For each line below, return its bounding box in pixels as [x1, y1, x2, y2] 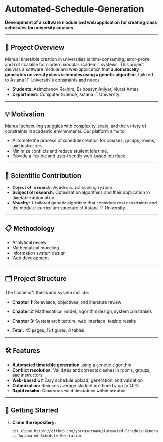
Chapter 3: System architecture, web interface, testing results [12, 318, 136, 323]
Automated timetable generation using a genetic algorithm [12, 362, 131, 368]
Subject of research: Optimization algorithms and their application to [12, 189, 150, 195]
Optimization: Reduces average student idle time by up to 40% [12, 382, 139, 388]
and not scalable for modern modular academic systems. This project [5, 61, 144, 67]
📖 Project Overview [5, 43, 65, 51]
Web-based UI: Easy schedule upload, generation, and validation [12, 377, 143, 383]
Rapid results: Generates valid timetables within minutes [12, 388, 126, 393]
